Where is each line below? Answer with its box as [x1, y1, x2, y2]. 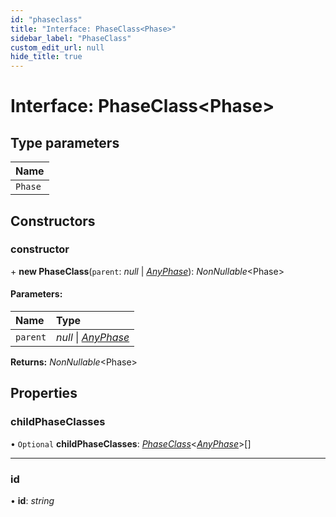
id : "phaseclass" [10, 14, 83, 25]
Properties [10, 385, 78, 402]
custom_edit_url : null [10, 42, 105, 53]
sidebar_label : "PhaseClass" [10, 33, 132, 43]
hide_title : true [10, 52, 83, 62]
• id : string [10, 495, 55, 506]
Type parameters [10, 134, 120, 151]
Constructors [10, 212, 96, 230]
